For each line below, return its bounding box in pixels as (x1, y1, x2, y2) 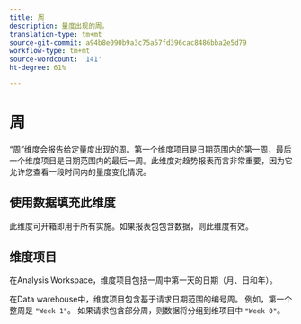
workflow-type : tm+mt (9, 47, 91, 56)
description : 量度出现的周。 (9, 22, 110, 31)
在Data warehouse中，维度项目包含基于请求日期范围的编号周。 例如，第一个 (9, 293, 293, 305)
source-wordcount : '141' (9, 55, 102, 64)
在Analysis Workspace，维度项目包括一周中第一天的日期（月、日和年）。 (9, 275, 278, 285)
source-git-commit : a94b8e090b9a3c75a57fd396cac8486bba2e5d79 (9, 38, 247, 48)
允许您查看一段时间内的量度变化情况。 (9, 166, 151, 177)
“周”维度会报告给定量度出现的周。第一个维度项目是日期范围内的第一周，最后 (9, 144, 292, 154)
